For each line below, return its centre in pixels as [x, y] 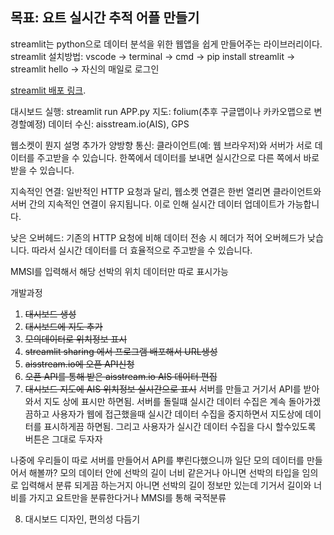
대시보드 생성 [50, 314]
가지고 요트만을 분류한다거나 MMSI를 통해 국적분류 [127, 497]
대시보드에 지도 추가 [63, 326]
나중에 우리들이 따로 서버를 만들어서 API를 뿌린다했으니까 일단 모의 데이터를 [157, 460]
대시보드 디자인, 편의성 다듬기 [82, 519]
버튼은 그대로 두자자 [63, 439]
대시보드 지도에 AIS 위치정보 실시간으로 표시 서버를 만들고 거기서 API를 [163, 389]
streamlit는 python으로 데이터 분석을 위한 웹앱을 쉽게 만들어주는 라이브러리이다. [166, 44]
